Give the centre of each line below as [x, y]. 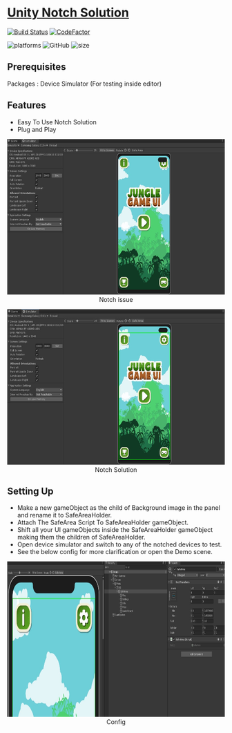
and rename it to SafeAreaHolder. [65, 515]
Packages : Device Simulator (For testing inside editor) [85, 84]
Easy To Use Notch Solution [57, 122]
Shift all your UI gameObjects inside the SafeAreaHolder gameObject [115, 530]
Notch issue [116, 299]
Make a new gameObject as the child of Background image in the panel [119, 508]
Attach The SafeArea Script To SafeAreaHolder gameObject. [103, 522]
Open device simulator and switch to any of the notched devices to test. [119, 544]
